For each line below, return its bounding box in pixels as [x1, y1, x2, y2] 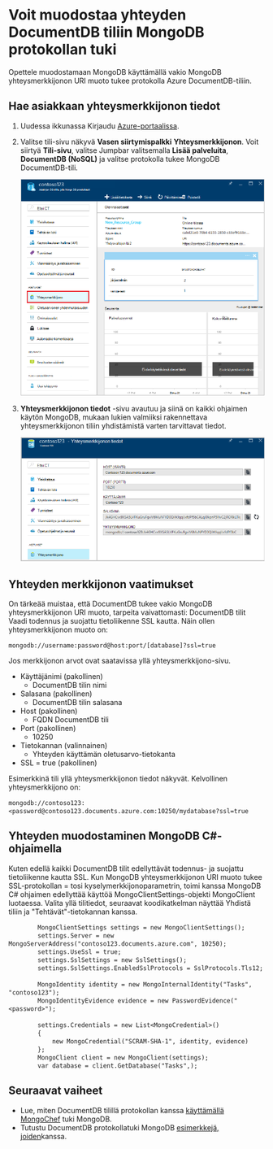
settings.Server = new [37, 931, 115, 940]
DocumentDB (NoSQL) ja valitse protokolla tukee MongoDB [19, 154, 220, 163]
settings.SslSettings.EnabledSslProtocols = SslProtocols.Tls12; [37, 964, 264, 973]
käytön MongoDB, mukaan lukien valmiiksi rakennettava [19, 412, 208, 422]
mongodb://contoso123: [8, 799, 85, 807]
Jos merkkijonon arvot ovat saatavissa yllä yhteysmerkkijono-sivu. [8, 656, 232, 666]
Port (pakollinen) [19, 724, 76, 733]
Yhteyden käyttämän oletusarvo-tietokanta [32, 750, 176, 759]
